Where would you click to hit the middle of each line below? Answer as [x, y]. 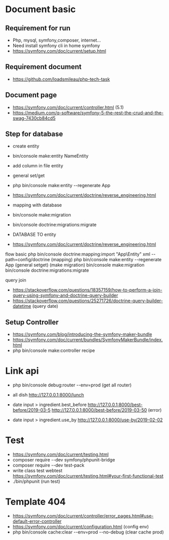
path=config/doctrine [28, 260]
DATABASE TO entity [34, 235]
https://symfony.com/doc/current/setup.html [59, 51]
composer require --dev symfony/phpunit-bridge [64, 460]
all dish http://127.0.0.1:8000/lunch [48, 395]
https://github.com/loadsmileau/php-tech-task [61, 79]
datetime [22, 306]
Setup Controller [32, 322]
